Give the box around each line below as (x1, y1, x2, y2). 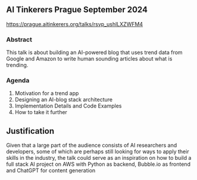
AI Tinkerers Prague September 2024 (6, 5, 148, 15)
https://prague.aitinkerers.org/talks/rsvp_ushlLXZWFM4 (6, 20, 143, 27)
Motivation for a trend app (14, 90, 79, 97)
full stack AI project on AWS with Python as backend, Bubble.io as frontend (6, 160, 190, 168)
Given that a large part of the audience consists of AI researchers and (6, 142, 177, 149)
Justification (6, 126, 55, 136)
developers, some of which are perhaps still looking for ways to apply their (6, 148, 189, 155)
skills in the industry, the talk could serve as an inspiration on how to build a (6, 154, 192, 162)
